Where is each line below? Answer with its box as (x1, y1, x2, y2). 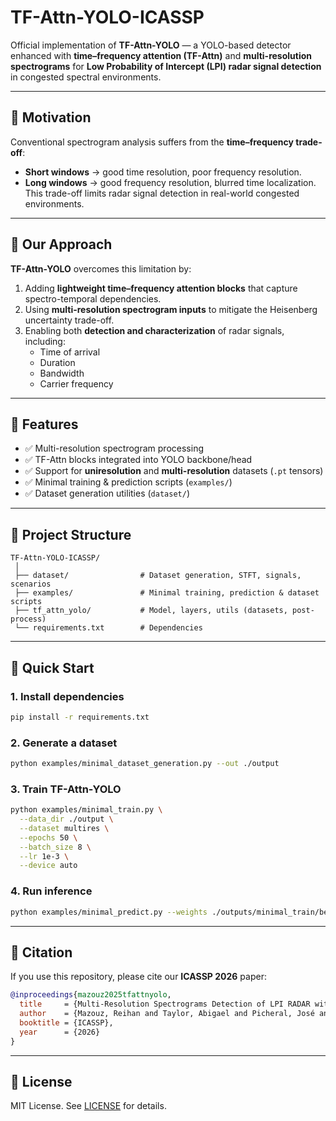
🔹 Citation (10, 944, 73, 961)
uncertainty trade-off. (24, 314, 115, 326)
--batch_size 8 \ (19, 842, 92, 852)
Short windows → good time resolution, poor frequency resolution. (24, 166, 302, 178)
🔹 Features (10, 416, 79, 433)
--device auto (19, 861, 78, 871)
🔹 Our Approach (10, 236, 113, 253)
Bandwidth (39, 367, 85, 379)
